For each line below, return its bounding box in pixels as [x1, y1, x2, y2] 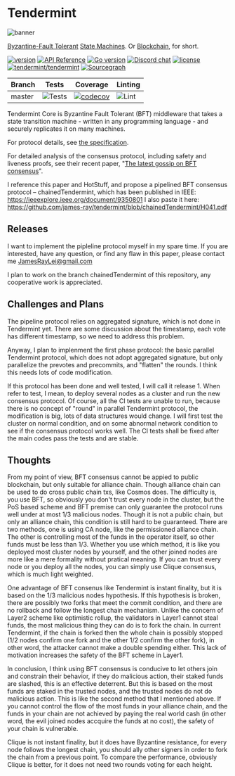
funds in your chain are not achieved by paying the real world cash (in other [7, 709, 227, 718]
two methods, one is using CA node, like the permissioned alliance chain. [7, 526, 219, 534]
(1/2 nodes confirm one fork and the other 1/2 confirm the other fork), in [7, 636, 215, 644]
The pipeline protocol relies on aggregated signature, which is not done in [7, 317, 221, 325]
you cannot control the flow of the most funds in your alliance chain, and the [7, 702, 228, 711]
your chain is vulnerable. [7, 725, 79, 733]
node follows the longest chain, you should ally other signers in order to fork [7, 746, 228, 754]
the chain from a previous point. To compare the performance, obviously [7, 753, 217, 761]
